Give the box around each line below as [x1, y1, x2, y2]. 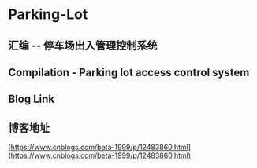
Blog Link [8, 93, 55, 106]
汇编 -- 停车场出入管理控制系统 [8, 38, 158, 52]
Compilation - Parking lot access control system [8, 65, 250, 79]
